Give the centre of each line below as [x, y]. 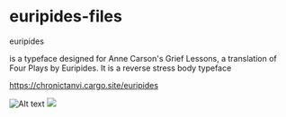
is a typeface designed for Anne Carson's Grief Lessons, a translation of [143, 58]
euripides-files [66, 17]
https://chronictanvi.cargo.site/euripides [84, 85]
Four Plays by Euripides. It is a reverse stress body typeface [121, 68]
